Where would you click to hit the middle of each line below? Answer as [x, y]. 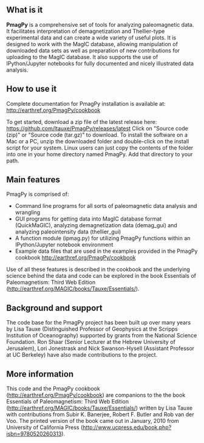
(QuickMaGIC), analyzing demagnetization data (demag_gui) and [96, 225]
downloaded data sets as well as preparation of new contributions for [93, 50]
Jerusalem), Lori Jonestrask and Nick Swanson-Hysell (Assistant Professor [100, 348]
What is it [25, 10]
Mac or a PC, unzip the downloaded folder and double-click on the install [98, 141]
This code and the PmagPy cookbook [53, 389]
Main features [33, 180]
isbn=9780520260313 [34, 434]
